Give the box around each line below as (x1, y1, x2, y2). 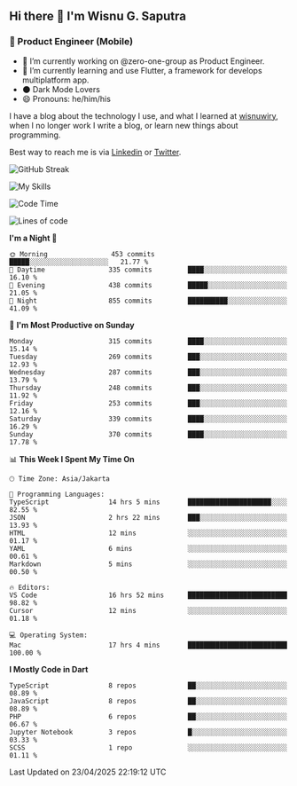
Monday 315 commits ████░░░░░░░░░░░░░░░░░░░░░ (9, 336, 288, 346)
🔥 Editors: (9, 583, 51, 592)
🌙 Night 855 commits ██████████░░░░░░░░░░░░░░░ (9, 296, 288, 305)
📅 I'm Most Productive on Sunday (9, 319, 135, 330)
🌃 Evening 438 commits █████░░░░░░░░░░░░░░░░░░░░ (9, 280, 288, 289)
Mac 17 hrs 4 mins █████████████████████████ (9, 641, 288, 649)
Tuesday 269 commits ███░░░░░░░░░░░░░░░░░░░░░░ (9, 352, 288, 361)
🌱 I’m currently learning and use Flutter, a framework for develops (21, 65, 263, 75)
